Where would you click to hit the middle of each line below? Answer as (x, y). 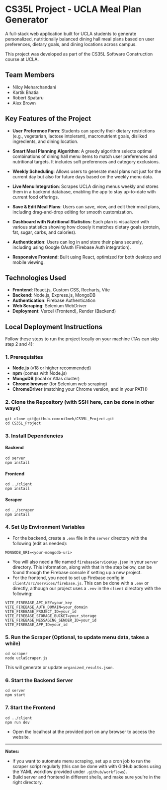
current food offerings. (36, 197)
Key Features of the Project (48, 119)
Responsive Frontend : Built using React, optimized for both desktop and (87, 257)
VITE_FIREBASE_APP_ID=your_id (37, 625)
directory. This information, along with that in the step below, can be (82, 567)
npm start (15, 695)
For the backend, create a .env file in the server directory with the (80, 538)
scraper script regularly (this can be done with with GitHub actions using (87, 766)
